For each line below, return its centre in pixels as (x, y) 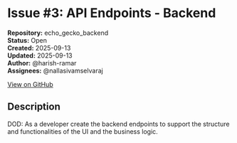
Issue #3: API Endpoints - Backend (112, 13)
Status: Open (27, 40)
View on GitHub (30, 84)
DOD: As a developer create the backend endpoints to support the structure (118, 124)
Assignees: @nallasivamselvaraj (55, 70)
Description (34, 107)
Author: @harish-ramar (42, 63)
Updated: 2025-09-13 (40, 55)
